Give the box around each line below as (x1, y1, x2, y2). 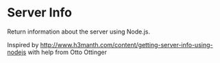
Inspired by (7, 40, 39, 49)
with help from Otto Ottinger (27, 48, 108, 56)
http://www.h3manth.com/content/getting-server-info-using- (40, 40, 213, 49)
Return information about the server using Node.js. (7, 27, 151, 36)
